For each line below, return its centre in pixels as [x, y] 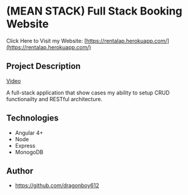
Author [20, 171]
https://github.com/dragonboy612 [57, 185]
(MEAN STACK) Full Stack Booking [94, 11]
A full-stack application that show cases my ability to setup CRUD [88, 93]
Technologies [33, 118]
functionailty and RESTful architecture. [54, 99]
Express [25, 145]
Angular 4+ [29, 133]
